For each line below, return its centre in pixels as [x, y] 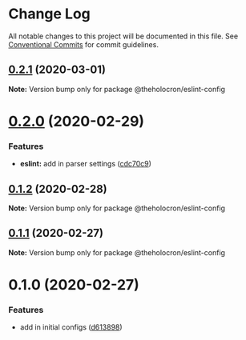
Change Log [49, 14]
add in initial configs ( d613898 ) [71, 327]
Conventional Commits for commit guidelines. [83, 44]
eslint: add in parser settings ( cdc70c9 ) [86, 164]
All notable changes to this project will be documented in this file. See [123, 36]
